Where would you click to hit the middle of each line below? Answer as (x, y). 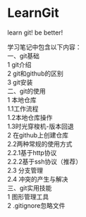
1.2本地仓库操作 (30, 117)
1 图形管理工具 (28, 197)
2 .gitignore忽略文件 (36, 205)
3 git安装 (20, 82)
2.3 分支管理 (25, 170)
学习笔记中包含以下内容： (44, 46)
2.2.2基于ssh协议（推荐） (45, 161)
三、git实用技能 (30, 187)
